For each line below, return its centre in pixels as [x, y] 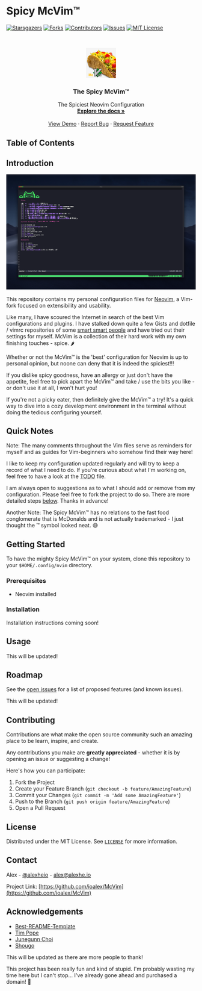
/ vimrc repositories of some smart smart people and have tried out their [96, 330]
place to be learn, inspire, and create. [53, 741]
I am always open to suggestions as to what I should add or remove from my [101, 488]
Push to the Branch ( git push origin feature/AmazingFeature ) [92, 801]
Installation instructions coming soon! [53, 623]
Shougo [25, 945]
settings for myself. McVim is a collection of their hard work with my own [96, 336]
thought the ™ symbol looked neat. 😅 [52, 526]
